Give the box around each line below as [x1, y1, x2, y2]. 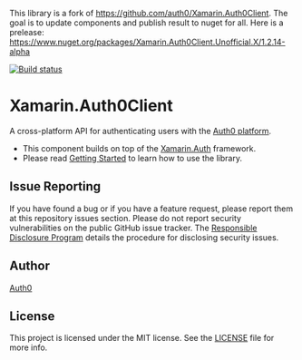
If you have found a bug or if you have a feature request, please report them [9, 203, 294, 214]
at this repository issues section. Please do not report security [9, 212, 242, 223]
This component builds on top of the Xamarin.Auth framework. [22, 142, 257, 153]
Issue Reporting [9, 179, 102, 194]
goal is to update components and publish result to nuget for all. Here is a [9, 17, 284, 28]
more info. [9, 342, 48, 353]
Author [9, 258, 50, 274]
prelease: [9, 27, 44, 37]
